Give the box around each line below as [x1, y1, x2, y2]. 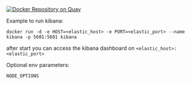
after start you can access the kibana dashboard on [6, 45, 135, 51]
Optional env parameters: [6, 62, 70, 68]
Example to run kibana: [6, 17, 63, 24]
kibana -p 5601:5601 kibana [6, 34, 77, 40]
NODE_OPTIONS [6, 73, 39, 79]
